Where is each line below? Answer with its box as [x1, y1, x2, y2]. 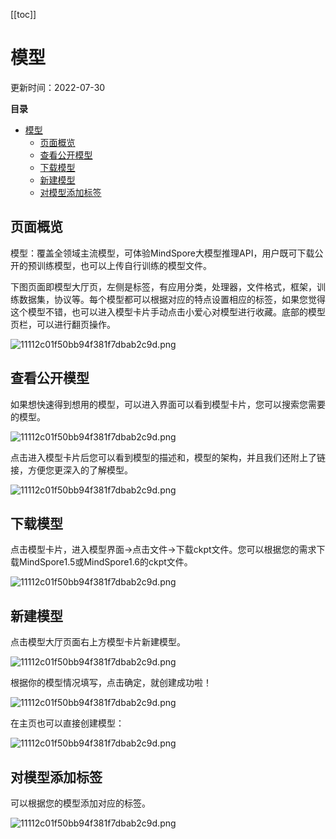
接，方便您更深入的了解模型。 [10, 464, 133, 476]
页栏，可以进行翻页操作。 [10, 318, 116, 330]
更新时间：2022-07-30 [10, 81, 106, 93]
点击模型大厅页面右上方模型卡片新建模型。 [10, 636, 186, 648]
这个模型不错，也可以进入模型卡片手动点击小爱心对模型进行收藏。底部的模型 [10, 305, 326, 318]
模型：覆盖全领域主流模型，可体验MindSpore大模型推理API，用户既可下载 [10, 247, 315, 259]
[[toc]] [10, 9, 37, 20]
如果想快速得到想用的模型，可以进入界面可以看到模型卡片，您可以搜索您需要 [10, 398, 326, 410]
